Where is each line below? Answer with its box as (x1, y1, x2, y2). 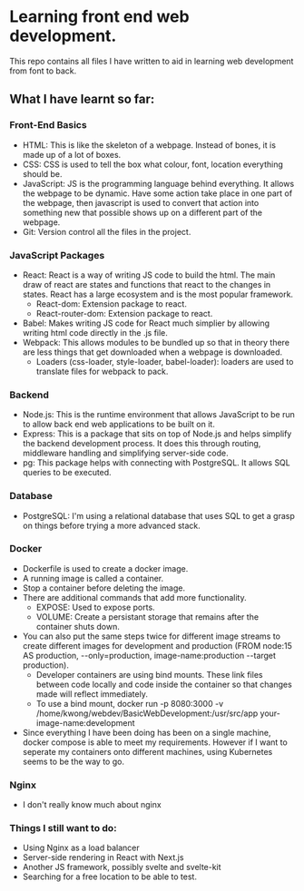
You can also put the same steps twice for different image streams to (22, 631, 281, 641)
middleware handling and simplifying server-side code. (22, 447, 229, 459)
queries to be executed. (22, 467, 112, 478)
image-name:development (35, 717, 135, 728)
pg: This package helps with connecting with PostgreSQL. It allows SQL (22, 457, 290, 468)
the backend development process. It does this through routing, (22, 438, 261, 449)
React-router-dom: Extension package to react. (35, 308, 213, 318)
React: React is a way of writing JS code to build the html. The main (22, 269, 276, 280)
